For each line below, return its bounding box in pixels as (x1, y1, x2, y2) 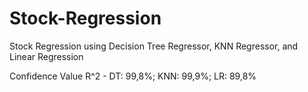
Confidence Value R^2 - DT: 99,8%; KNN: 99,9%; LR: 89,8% (9, 70, 257, 82)
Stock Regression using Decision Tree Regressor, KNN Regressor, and (9, 40, 299, 52)
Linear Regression (9, 50, 84, 62)
